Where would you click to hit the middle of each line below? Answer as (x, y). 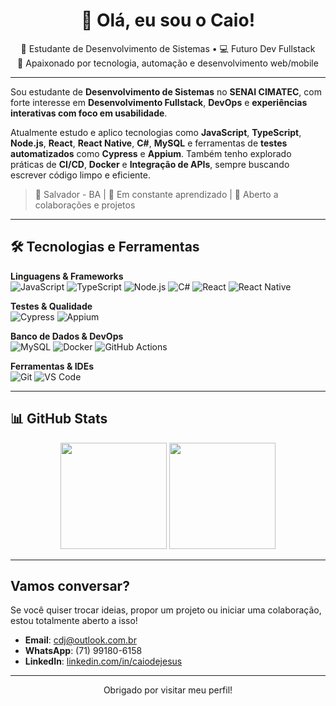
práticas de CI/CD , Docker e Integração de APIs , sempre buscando (150, 164)
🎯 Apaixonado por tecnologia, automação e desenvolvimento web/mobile (168, 63)
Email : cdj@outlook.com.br (80, 640)
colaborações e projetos (85, 205)
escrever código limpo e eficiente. (80, 175)
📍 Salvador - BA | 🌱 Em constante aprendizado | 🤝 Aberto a (156, 194)
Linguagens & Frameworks (67, 276)
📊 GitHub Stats (59, 419)
